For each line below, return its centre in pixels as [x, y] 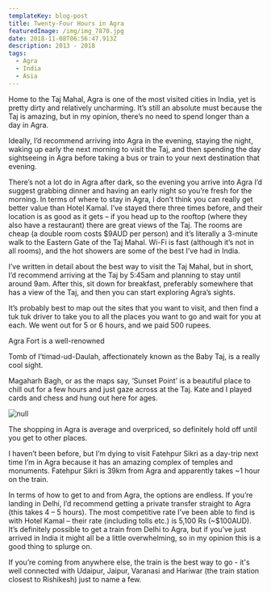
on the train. [28, 479]
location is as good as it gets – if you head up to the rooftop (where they [128, 216]
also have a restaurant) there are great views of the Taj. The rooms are [125, 225]
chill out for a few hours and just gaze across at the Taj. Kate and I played [130, 389]
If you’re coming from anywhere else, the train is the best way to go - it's [129, 562]
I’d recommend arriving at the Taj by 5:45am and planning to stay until [125, 275]
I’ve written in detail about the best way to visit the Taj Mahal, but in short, [131, 266]
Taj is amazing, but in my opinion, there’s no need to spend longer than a [129, 116]
